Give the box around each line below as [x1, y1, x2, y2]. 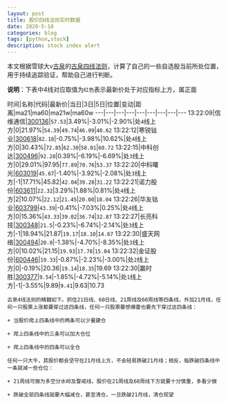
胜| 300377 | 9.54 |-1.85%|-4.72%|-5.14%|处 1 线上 [7, 273, 143, 280]
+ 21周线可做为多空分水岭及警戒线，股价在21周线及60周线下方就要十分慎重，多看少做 [7, 378, 218, 385]
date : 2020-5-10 [7, 23, 54, 30]
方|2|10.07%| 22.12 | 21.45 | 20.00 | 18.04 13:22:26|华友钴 [7, 195, 159, 203]
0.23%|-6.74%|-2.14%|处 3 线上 [57, 221, 144, 229]
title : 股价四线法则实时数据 [7, 17, 81, 23]
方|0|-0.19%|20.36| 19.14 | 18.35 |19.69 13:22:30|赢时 [7, 264, 152, 272]
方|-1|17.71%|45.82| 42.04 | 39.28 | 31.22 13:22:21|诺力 [7, 177, 151, 186]
